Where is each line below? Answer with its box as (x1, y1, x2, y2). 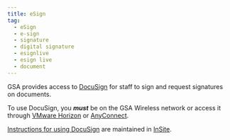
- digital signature (13, 43, 75, 50)
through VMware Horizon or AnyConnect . (7, 111, 129, 119)
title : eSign (7, 10, 46, 18)
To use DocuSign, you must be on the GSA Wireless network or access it (7, 103, 221, 112)
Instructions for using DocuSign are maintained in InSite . (7, 124, 172, 133)
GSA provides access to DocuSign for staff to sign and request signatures (7, 82, 224, 91)
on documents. (7, 90, 52, 98)
